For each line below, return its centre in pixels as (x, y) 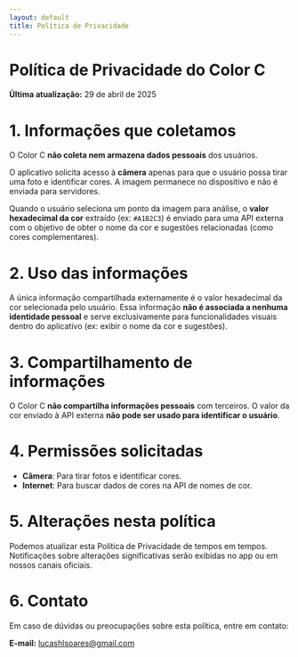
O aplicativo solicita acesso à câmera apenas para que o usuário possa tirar (149, 172)
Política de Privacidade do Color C (137, 70)
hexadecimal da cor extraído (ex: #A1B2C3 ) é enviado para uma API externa (146, 218)
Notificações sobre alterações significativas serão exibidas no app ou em (144, 556)
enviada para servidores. (55, 192)
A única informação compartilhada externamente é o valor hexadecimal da (146, 298)
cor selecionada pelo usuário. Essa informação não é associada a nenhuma (149, 308)
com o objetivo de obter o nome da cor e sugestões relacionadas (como (141, 227)
